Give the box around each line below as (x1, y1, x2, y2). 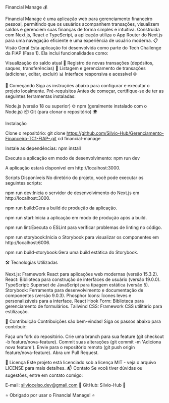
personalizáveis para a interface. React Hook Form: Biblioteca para (5, 298, 144, 304)
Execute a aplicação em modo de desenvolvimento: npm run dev (5, 155, 140, 161)
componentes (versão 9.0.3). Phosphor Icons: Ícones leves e (5, 293, 132, 299)
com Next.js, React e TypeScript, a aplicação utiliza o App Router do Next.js (5, 32, 163, 38)
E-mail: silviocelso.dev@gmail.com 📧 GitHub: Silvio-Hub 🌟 (5, 382, 126, 388)
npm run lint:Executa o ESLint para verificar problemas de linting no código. (5, 224, 162, 231)
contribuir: (5, 324, 27, 329)
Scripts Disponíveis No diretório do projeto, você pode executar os (5, 175, 144, 181)
